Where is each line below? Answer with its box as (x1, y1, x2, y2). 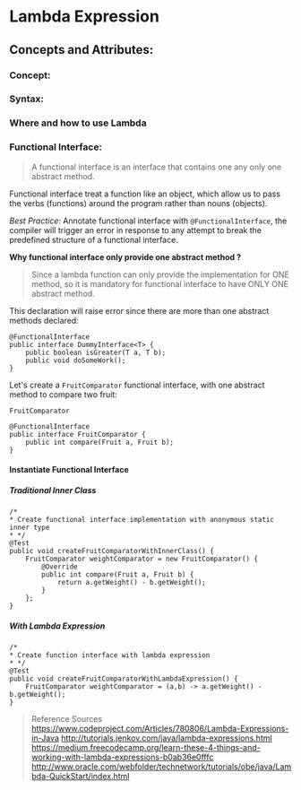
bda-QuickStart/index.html (30, 771, 130, 782)
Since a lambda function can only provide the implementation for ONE (30, 269, 289, 280)
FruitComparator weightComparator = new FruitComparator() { (25, 554, 258, 564)
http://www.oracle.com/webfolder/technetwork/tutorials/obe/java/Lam (30, 761, 292, 772)
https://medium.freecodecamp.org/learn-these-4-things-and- (30, 742, 262, 753)
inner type (9, 523, 50, 533)
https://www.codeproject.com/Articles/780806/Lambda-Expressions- (30, 724, 289, 734)
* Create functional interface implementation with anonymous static (9, 516, 275, 525)
